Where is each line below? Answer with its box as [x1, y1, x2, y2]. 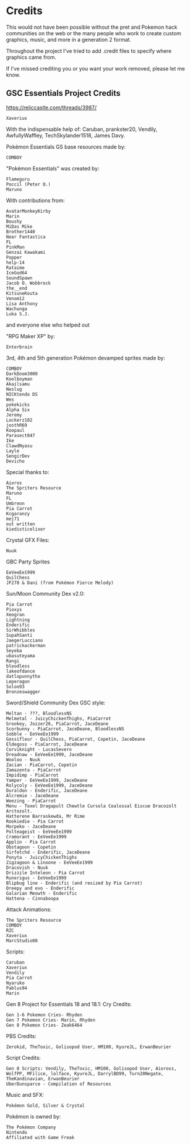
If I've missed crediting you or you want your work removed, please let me [6, 65, 185, 72]
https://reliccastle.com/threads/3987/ [6, 104, 97, 111]
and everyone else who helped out [6, 321, 90, 328]
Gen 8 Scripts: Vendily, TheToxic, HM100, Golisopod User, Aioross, [6, 1065, 177, 1072]
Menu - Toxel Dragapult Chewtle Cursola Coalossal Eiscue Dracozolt [6, 803, 177, 809]
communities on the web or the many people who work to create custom [6, 29, 182, 36]
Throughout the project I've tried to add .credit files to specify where [6, 47, 172, 54]
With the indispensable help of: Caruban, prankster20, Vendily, [6, 125, 158, 133]
